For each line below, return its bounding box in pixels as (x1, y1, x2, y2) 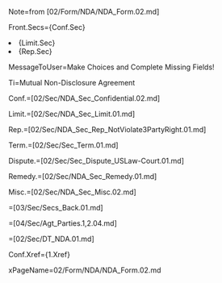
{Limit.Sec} (19, 38, 56, 48)
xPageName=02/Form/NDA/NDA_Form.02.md (8, 265, 161, 275)
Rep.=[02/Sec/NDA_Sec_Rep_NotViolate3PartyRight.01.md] (8, 125, 207, 134)
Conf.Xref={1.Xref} (8, 250, 71, 259)
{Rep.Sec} (19, 47, 52, 56)
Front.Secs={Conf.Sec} (8, 23, 86, 31)
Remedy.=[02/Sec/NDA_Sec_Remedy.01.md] (8, 172, 157, 181)
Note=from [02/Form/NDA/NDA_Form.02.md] (8, 7, 160, 16)
